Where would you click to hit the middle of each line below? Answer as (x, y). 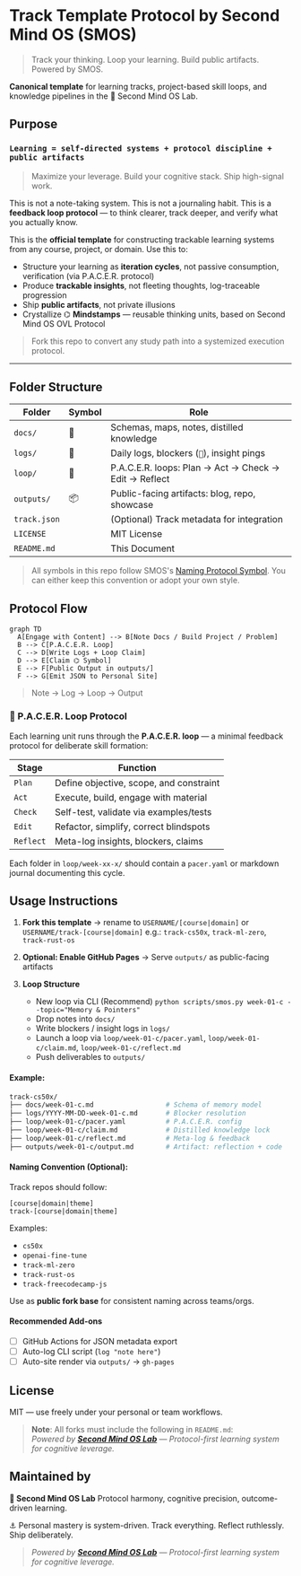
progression (44, 295)
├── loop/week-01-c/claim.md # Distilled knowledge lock (140, 1130)
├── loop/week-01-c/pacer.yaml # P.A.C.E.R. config (126, 1122)
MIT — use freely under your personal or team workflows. (116, 1412)
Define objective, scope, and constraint (138, 783)
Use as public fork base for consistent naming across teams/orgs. (132, 1300)
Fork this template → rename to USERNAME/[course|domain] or (135, 923)
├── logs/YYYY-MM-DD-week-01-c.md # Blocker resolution (128, 1114)
